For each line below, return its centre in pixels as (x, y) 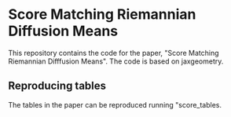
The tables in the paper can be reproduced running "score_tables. (115, 104)
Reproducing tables (57, 86)
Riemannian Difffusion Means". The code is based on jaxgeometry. (116, 61)
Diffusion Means (63, 31)
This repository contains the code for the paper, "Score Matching (114, 53)
